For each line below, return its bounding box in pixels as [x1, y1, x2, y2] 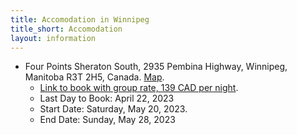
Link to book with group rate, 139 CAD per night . [39, 82, 239, 94]
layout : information [10, 33, 97, 43]
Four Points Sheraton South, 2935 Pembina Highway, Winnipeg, [24, 61, 288, 73]
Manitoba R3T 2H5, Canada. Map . [24, 71, 165, 83]
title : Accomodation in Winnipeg [10, 14, 150, 25]
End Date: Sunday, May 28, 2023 [39, 114, 176, 126]
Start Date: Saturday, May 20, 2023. [39, 103, 188, 115]
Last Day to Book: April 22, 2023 [39, 92, 175, 105]
